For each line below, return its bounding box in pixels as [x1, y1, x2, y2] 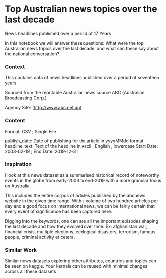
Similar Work [5, 246, 37, 253]
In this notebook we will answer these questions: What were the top [5, 40, 144, 46]
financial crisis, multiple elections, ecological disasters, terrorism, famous [5, 228, 156, 235]
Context [5, 63, 25, 70]
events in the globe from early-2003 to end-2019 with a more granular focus [5, 177, 162, 183]
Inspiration [5, 161, 32, 168]
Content [5, 117, 26, 124]
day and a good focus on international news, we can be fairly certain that [5, 203, 155, 209]
